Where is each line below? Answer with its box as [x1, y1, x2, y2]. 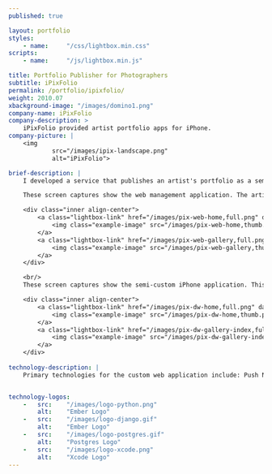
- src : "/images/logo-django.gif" [23, 416, 158, 424]
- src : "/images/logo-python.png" [23, 400, 158, 408]
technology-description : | [8, 363, 100, 372]
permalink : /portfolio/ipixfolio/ [8, 86, 125, 94]
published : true [8, 11, 63, 20]
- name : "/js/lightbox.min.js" [23, 57, 143, 65]
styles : [8, 34, 35, 42]
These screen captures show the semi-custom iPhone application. [23, 281, 249, 289]
